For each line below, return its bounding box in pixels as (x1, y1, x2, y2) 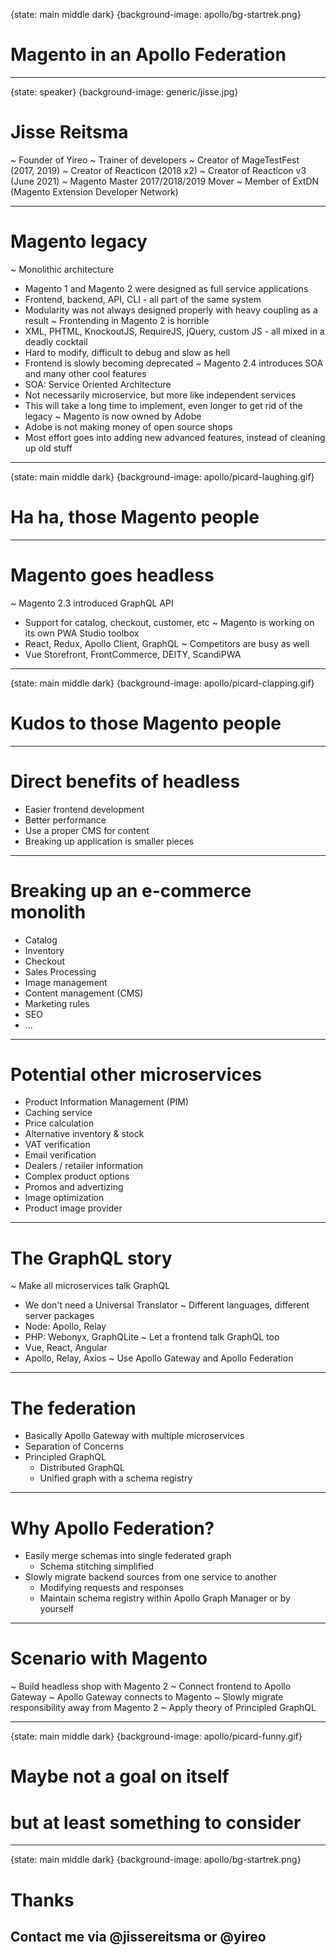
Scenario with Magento (10, 1647, 208, 1670)
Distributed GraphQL (39, 1462, 125, 1474)
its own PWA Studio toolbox (24, 627, 140, 639)
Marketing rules (24, 997, 90, 1009)
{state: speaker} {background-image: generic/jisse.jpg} (10, 85, 239, 98)
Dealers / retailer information (24, 1160, 144, 1172)
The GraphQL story (10, 1247, 173, 1269)
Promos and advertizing (24, 1181, 124, 1193)
